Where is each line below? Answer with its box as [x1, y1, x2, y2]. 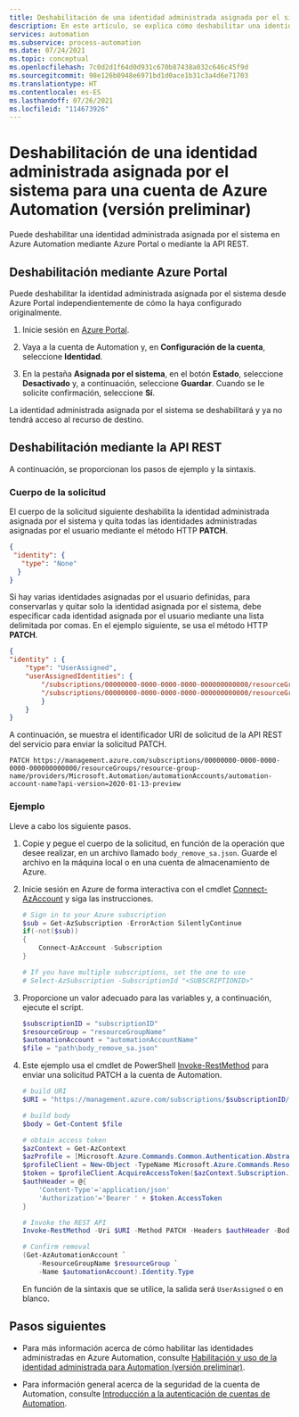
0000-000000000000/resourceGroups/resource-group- [9, 764, 201, 773]
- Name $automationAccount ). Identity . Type [38, 1267, 194, 1276]
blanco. [21, 1293, 51, 1304]
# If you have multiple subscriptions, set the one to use [21, 967, 246, 977]
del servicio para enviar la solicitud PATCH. [9, 739, 167, 750]
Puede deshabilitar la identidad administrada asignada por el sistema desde [9, 288, 287, 299]
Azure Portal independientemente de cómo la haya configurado [9, 298, 242, 308]
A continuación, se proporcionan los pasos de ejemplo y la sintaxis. [9, 463, 256, 474]
